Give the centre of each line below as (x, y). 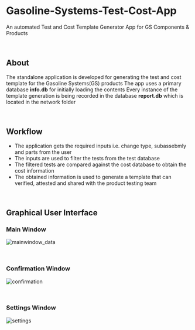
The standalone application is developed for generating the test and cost (94, 77)
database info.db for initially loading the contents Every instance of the (92, 90)
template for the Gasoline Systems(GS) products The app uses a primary (94, 83)
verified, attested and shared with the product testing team (85, 183)
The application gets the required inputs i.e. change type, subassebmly (100, 146)
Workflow (24, 132)
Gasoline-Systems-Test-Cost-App (91, 11)
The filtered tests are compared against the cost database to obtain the (100, 164)
